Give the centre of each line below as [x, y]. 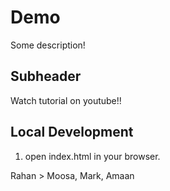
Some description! [48, 45]
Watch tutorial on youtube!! [66, 100]
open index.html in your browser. [92, 156]
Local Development [72, 132]
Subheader [46, 76]
